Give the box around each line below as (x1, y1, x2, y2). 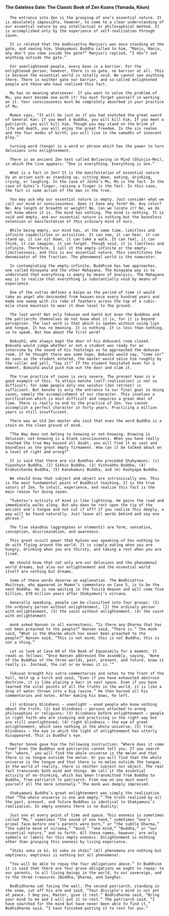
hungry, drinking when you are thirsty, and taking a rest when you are (5, 547, 162, 552)
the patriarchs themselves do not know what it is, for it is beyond (5, 316, 155, 322)
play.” (5, 135, 19, 140)
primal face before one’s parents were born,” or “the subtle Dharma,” (5, 822, 159, 827)
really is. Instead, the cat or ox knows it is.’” (5, 662, 114, 667)
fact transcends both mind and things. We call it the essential (5, 769, 146, 774)
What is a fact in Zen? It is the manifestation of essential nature (10, 170, 159, 176)
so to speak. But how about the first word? (5, 330, 101, 335)
